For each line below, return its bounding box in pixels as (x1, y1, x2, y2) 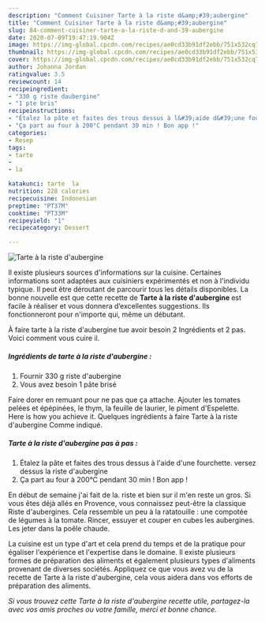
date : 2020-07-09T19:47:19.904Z (8, 33, 114, 42)
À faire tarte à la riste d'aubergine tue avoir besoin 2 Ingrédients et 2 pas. (8, 325, 246, 335)
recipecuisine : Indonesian (8, 194, 97, 202)
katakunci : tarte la (8, 180, 80, 188)
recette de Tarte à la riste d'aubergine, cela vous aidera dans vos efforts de (8, 573, 253, 583)
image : (8, 41, 30, 49)
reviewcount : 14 (8, 77, 62, 85)
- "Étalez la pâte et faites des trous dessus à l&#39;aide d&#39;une (8, 114, 245, 122)
